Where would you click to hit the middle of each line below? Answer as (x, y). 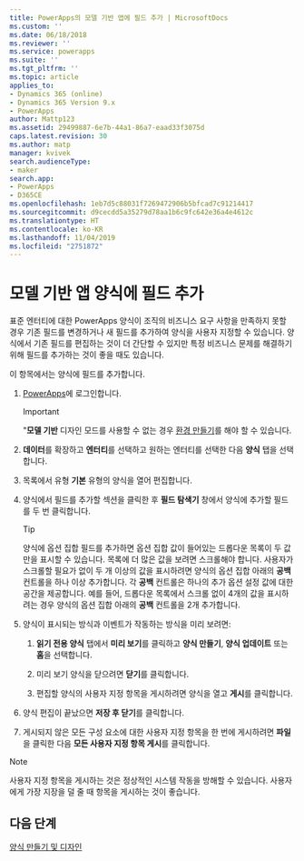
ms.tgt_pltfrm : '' (44, 69)
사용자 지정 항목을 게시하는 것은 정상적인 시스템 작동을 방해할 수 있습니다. (139, 781)
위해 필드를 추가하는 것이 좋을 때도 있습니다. (87, 355)
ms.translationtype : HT (54, 220)
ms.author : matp (40, 145)
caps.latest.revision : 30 (58, 136)
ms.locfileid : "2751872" (56, 246)
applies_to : (32, 85)
